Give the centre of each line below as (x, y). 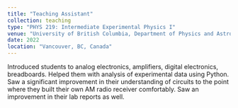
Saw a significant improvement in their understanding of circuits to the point (118, 82)
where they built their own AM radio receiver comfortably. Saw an (103, 89)
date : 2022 (23, 40)
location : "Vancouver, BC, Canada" (60, 47)
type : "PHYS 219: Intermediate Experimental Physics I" (91, 27)
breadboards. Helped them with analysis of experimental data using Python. (118, 74)
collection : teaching (39, 20)
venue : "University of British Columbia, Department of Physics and (110, 34)
